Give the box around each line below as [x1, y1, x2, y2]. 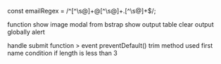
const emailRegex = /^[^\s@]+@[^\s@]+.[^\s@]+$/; [7, 7, 156, 15]
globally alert [7, 28, 46, 36]
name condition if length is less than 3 [7, 49, 118, 57]
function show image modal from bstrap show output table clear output [7, 20, 214, 28]
